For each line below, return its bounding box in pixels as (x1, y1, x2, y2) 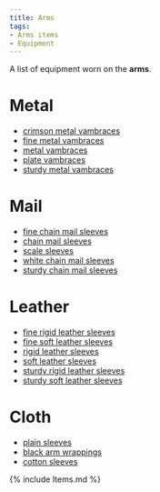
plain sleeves (22, 437, 73, 447)
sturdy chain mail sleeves (22, 265, 118, 276)
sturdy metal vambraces (22, 165, 114, 176)
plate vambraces (22, 155, 86, 166)
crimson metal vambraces (22, 126, 121, 136)
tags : (9, 22, 30, 31)
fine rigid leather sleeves (22, 326, 115, 337)
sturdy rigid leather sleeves (22, 366, 125, 377)
